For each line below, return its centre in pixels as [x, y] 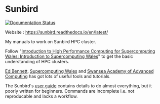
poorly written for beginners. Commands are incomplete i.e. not [70, 91]
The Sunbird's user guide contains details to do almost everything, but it [79, 86]
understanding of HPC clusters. [37, 61]
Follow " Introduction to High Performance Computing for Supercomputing [80, 51]
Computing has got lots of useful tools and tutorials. [58, 76]
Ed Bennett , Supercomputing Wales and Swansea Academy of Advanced [80, 71]
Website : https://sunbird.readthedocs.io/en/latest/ [57, 32]
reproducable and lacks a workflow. [41, 96]
